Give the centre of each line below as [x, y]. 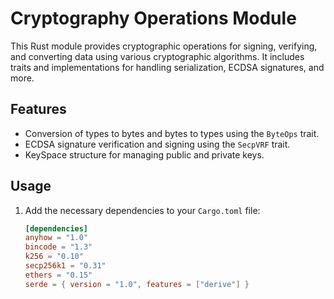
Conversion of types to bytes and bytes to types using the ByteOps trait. [172, 133]
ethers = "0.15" [58, 275]
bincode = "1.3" [58, 247]
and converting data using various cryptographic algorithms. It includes [157, 56]
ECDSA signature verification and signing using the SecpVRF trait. [157, 144]
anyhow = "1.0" [56, 238]
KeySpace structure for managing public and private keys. [144, 154]
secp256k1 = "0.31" [65, 266]
